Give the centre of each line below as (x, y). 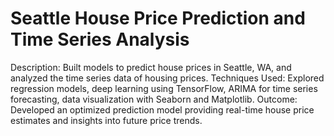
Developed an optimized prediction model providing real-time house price (162, 109)
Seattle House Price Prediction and (158, 18)
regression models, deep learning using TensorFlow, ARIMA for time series (164, 88)
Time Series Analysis (100, 39)
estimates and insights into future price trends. (106, 120)
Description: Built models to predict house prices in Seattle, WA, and (151, 67)
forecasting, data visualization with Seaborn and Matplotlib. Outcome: (154, 99)
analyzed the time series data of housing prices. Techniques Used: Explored (167, 78)
